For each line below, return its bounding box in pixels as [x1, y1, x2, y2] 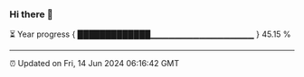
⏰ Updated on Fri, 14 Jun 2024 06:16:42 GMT [9, 58, 180, 69]
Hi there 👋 [9, 8, 54, 21]
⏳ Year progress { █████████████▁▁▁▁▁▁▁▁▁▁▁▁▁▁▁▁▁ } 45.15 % [9, 29, 291, 39]
